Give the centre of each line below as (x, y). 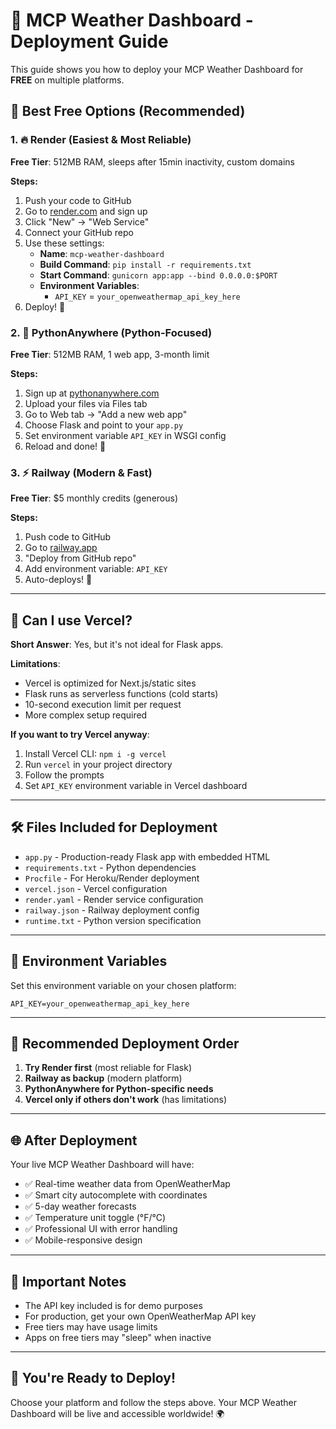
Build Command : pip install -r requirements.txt (145, 264)
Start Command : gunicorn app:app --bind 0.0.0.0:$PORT (158, 275)
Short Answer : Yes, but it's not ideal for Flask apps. (117, 645)
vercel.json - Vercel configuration (96, 888)
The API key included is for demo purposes (113, 1306)
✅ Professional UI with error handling (101, 1229)
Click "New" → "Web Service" (87, 221)
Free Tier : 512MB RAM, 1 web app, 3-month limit (110, 354)
